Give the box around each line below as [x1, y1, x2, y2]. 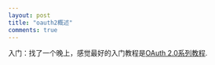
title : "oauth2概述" [8, 19, 73, 27]
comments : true [8, 26, 58, 34]
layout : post [8, 11, 51, 20]
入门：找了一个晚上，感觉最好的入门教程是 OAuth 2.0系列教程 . [8, 49, 208, 58]
